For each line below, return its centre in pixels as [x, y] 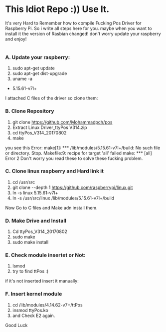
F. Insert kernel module [34, 294]
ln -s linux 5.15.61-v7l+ [35, 192]
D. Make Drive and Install [36, 220]
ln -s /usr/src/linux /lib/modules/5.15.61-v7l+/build [63, 198]
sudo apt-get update [33, 68]
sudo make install [30, 242]
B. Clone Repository [30, 111]
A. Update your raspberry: [38, 57]
